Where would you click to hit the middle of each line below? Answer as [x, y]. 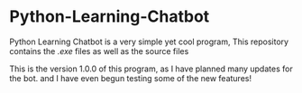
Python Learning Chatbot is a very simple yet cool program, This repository [149, 42]
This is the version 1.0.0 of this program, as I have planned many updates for [151, 69]
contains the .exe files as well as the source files [99, 51]
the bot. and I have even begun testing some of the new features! [131, 78]
